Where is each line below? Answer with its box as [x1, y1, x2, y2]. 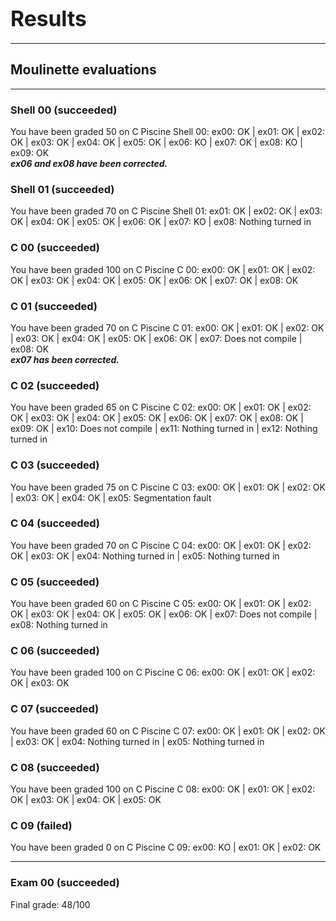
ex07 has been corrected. [10, 353, 120, 365]
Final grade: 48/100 [10, 898, 91, 910]
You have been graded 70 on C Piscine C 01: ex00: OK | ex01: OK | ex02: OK [10, 321, 325, 334]
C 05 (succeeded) [10, 575, 100, 589]
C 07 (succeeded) [10, 702, 100, 716]
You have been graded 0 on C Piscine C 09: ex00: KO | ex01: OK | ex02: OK [10, 841, 322, 854]
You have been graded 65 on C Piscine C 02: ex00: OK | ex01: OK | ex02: [10, 401, 312, 414]
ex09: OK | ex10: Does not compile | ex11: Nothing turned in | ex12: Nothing [10, 423, 318, 435]
